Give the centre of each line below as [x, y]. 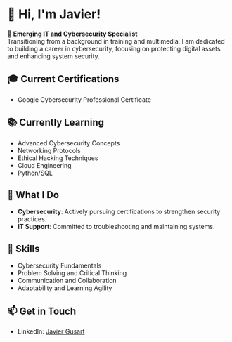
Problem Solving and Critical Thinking [72, 273]
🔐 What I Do [33, 195]
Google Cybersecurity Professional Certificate [84, 99]
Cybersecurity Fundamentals [59, 265]
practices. [32, 219]
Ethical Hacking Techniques [58, 158]
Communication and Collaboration [67, 281]
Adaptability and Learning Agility [65, 288]
